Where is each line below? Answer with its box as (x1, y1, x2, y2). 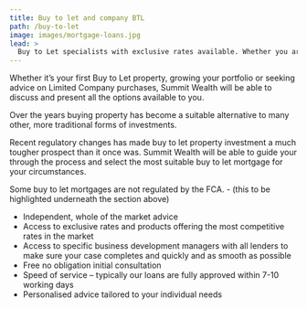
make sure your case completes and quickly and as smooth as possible (22, 250, 292, 261)
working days (22, 280, 75, 291)
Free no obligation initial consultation (22, 260, 162, 271)
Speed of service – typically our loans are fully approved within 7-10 (22, 270, 280, 281)
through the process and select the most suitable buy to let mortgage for (9, 156, 283, 167)
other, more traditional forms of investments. (9, 120, 177, 131)
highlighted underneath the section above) (9, 194, 170, 205)
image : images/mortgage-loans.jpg (9, 30, 142, 39)
